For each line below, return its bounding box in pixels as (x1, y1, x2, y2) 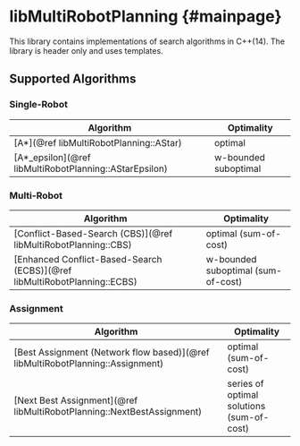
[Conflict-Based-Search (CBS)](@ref (13, 227, 173, 239)
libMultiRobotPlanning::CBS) (13, 238, 132, 251)
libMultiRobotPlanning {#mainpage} (9, 6, 283, 27)
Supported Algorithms (9, 72, 137, 87)
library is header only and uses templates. (9, 45, 163, 56)
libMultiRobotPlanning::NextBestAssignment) (13, 406, 203, 418)
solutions (227, 400, 266, 413)
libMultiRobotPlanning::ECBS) (13, 275, 137, 287)
